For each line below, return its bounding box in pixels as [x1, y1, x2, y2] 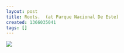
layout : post [6, 8, 38, 15]
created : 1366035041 [6, 19, 57, 25]
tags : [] [6, 24, 27, 31]
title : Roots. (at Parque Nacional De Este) [6, 14, 119, 20]
